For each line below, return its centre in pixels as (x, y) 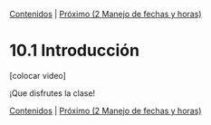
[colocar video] (38, 75)
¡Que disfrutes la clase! (53, 93)
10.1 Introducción (75, 51)
